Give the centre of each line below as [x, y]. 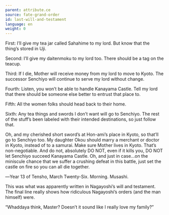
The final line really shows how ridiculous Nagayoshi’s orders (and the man [83, 192]
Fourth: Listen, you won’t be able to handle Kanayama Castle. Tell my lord [81, 89]
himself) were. [20, 197]
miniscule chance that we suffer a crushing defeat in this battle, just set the [83, 162]
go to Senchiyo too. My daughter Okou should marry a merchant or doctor [82, 140]
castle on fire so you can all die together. [47, 167]
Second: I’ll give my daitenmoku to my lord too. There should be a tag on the [84, 58]
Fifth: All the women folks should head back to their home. [66, 104]
